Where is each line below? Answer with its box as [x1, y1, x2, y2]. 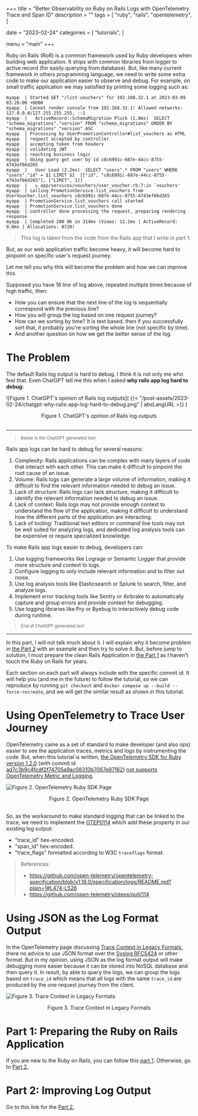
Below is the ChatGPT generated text [20, 435, 96, 441]
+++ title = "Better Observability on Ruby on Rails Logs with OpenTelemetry [6, 5, 190, 12]
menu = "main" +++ [6, 41, 55, 47]
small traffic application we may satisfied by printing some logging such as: [6, 83, 189, 90]
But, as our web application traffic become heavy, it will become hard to [6, 246, 181, 253]
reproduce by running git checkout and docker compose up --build [6, 682, 170, 689]
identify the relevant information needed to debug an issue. [14, 494, 159, 502]
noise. [14, 574, 30, 581]
